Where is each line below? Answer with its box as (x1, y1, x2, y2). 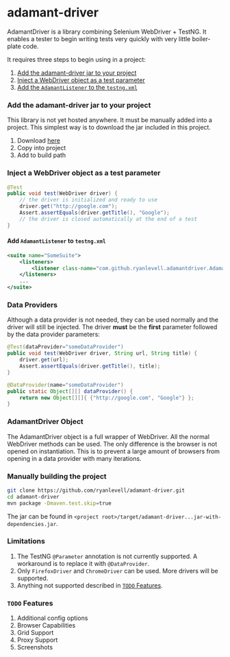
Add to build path (16, 151, 66, 159)
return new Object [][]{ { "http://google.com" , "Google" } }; (19, 394, 194, 401)
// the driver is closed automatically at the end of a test (19, 215, 197, 222)
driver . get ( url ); (19, 357, 69, 363)
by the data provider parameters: (7, 331, 101, 339)
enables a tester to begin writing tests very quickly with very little (7, 34, 191, 43)
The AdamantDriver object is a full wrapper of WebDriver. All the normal (7, 432, 210, 440)
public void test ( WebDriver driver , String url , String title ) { (7, 350, 197, 357)
